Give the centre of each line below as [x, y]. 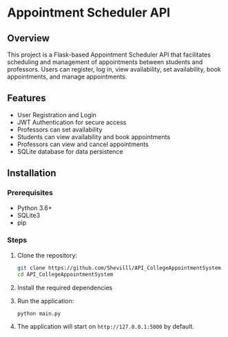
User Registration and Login [56, 114]
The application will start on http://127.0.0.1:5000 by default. [106, 327]
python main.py [39, 314]
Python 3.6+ [35, 207]
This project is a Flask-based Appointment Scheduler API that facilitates [109, 54]
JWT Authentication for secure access [72, 122]
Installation [32, 173]
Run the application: [45, 300]
